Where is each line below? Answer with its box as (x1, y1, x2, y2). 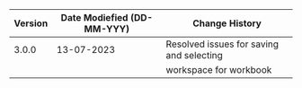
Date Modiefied (60, 12, 129, 23)
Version (13, 17, 49, 30)
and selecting (165, 49, 223, 61)
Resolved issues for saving (165, 38, 280, 50)
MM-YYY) (84, 22, 130, 35)
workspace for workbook (165, 64, 272, 75)
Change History (192, 17, 262, 30)
